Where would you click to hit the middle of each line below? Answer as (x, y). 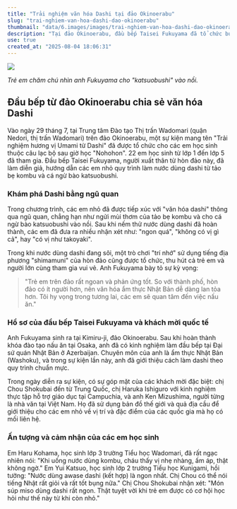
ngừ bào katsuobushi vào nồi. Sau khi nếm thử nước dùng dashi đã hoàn (112, 224)
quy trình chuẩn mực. (38, 368)
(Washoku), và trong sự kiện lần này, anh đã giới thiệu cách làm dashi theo (115, 361)
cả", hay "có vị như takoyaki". (50, 239)
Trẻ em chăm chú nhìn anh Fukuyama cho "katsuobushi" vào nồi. (103, 80)
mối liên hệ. (24, 419)
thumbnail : (23, 27)
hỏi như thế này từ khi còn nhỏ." (54, 498)
